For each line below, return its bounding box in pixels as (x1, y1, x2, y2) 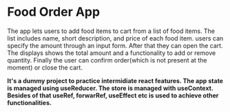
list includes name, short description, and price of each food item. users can (7, 34, 224, 42)
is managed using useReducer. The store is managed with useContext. (7, 84, 213, 92)
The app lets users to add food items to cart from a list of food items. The (7, 27, 216, 35)
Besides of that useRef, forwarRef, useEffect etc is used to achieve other (7, 91, 219, 100)
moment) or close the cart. (7, 63, 83, 71)
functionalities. (7, 98, 52, 107)
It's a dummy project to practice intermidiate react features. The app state (7, 76, 224, 85)
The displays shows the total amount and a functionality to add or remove (7, 49, 216, 57)
